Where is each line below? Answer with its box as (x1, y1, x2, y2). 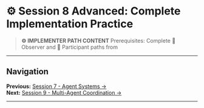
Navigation (6, 66, 49, 77)
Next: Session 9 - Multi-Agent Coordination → (6, 89, 122, 96)
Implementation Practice (6, 17, 134, 31)
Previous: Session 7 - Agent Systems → (6, 83, 107, 90)
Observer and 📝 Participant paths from (21, 43, 118, 51)
